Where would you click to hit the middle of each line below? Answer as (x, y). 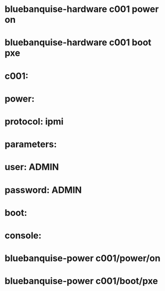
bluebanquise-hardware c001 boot (78, 43)
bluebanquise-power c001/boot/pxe (81, 281)
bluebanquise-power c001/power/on (82, 258)
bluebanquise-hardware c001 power (82, 9)
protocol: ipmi (34, 121)
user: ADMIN (32, 167)
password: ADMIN (43, 190)
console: (23, 235)
